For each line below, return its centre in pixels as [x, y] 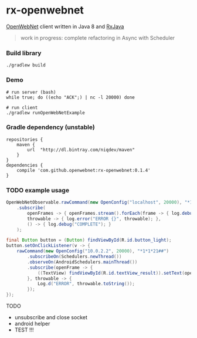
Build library [24, 53]
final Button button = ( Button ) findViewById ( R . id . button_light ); [89, 240]
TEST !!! [24, 330]
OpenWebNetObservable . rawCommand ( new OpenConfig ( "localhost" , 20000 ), [94, 202]
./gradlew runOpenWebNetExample [45, 113]
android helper [32, 324]
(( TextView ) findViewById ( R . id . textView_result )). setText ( [111, 273]
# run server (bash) [31, 92]
